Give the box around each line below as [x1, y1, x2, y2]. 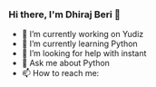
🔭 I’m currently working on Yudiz [21, 29, 144, 40]
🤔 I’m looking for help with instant [21, 48, 147, 59]
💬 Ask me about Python [21, 58, 111, 69]
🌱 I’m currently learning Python [21, 38, 138, 49]
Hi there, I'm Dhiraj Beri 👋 [8, 8, 122, 21]
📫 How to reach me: [21, 68, 100, 79]
